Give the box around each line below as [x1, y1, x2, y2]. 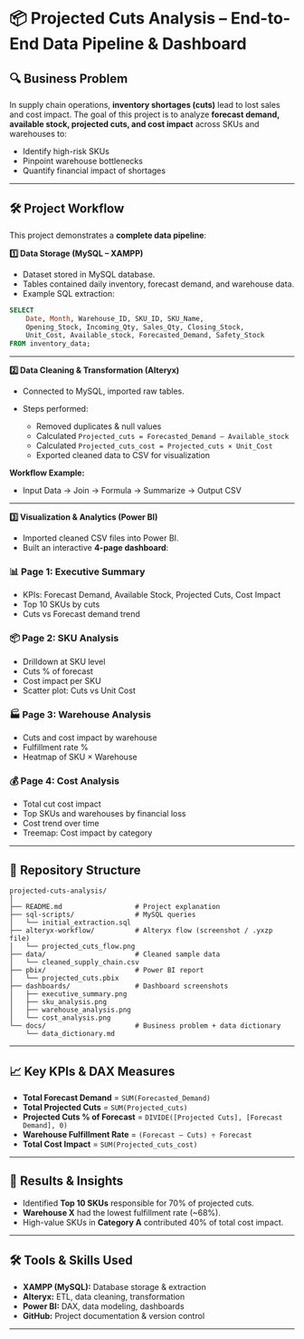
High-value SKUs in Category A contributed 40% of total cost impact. [22, 1217, 284, 1227]
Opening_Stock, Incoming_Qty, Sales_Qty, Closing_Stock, [25, 322, 245, 332]
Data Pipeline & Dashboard [42, 34, 247, 54]
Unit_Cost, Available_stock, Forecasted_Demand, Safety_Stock [25, 331, 265, 340]
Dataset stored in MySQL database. [22, 269, 156, 279]
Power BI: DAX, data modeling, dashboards [22, 1300, 185, 1312]
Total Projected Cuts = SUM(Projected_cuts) [22, 1102, 188, 1112]
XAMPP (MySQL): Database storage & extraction [22, 1281, 206, 1292]
